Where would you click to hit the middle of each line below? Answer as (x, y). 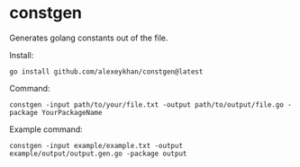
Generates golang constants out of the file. (89, 38)
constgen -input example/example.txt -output (96, 145)
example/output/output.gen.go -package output (98, 154)
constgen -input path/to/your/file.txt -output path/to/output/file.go (146, 105)
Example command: (46, 129)
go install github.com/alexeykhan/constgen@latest (106, 71)
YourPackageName (72, 112)
